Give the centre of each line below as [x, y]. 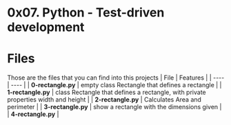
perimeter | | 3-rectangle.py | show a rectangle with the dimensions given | [114, 107]
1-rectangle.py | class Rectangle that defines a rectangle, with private [107, 92]
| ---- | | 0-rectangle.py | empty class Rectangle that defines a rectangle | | [114, 85]
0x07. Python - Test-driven [86, 13]
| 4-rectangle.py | [33, 114]
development [46, 27]
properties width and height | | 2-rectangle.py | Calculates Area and [104, 100]
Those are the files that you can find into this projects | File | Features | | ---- [116, 78]
